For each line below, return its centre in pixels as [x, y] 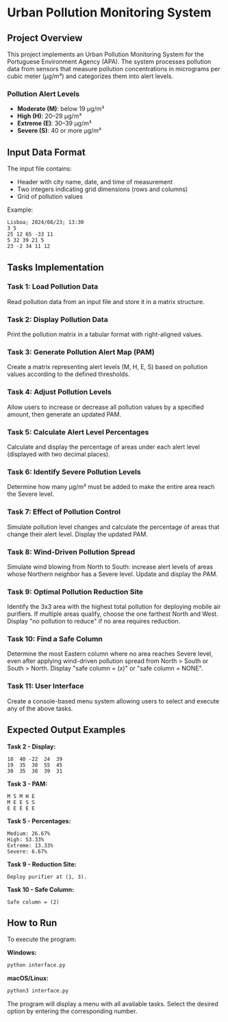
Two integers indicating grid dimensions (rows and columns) [102, 189]
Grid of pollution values [50, 197]
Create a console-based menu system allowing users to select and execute [113, 701]
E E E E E [21, 808]
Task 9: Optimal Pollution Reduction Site [75, 592]
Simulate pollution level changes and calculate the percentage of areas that [113, 527]
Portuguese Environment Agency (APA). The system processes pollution [109, 62]
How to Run [32, 923]
